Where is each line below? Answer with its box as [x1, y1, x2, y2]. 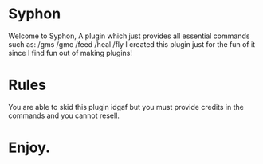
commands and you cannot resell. [8, 111, 120, 120]
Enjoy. [8, 139, 50, 157]
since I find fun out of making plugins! [8, 48, 133, 57]
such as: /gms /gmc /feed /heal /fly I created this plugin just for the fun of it [8, 39, 256, 49]
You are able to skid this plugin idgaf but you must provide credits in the [8, 102, 245, 111]
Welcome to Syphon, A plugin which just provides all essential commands [8, 31, 250, 41]
